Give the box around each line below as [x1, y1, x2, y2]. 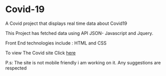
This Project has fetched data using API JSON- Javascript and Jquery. [5, 30, 153, 36]
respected [5, 65, 27, 71]
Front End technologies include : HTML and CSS [5, 40, 107, 46]
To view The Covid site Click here [5, 50, 76, 56]
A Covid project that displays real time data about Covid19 [5, 20, 128, 26]
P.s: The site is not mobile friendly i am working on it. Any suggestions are [5, 59, 161, 65]
